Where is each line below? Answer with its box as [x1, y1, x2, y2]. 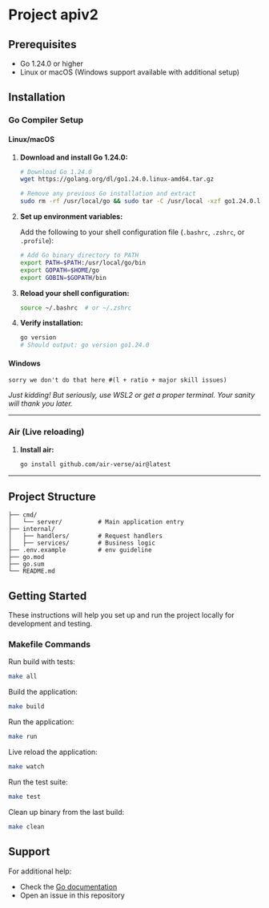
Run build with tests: [8, 657, 76, 667]
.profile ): [19, 236, 54, 245]
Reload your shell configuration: [19, 288, 130, 298]
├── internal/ [8, 525, 56, 533]
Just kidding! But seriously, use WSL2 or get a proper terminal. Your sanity [8, 391, 255, 400]
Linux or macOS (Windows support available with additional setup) [19, 67, 240, 77]
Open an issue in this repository [19, 890, 126, 900]
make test [8, 792, 42, 801]
